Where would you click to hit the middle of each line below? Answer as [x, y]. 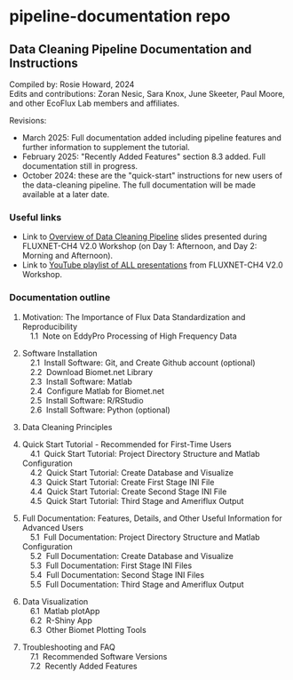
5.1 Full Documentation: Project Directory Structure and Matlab [145, 537]
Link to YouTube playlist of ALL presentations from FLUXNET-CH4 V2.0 [153, 265]
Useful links [36, 217]
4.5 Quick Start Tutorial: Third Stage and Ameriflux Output [137, 500]
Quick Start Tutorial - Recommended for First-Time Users [127, 444]
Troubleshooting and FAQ [68, 647]
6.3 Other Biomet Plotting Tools [88, 629]
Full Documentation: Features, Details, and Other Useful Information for [152, 518]
